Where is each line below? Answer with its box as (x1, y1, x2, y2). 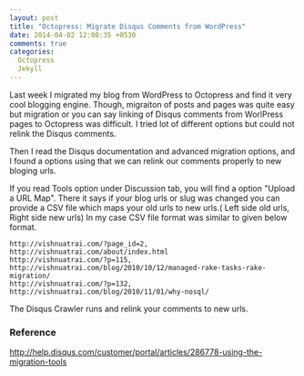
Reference (9, 326, 56, 339)
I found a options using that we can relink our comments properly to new (9, 155, 282, 166)
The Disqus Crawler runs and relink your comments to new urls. (9, 303, 248, 314)
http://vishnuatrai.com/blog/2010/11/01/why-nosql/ (9, 287, 209, 297)
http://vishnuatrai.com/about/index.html (9, 247, 169, 256)
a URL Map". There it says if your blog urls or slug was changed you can (9, 193, 280, 204)
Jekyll (17, 65, 43, 74)
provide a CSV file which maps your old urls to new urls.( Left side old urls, (9, 202, 289, 213)
